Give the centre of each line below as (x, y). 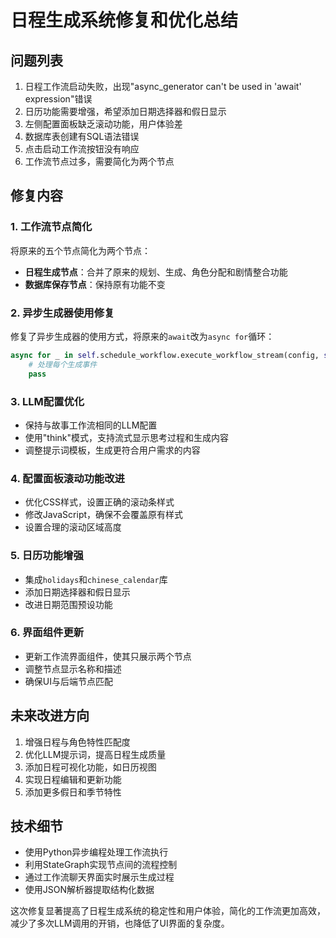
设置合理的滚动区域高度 (73, 527)
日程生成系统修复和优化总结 (124, 20)
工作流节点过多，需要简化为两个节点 (99, 161)
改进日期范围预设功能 (68, 604)
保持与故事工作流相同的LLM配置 (91, 425)
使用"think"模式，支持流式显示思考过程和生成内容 (127, 437)
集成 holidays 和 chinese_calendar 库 (96, 579)
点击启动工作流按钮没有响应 (82, 149)
